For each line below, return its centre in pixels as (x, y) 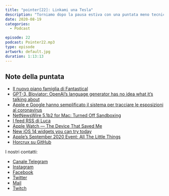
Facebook (23, 172)
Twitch (19, 188)
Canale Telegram (30, 162)
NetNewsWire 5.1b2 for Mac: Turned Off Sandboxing (67, 116)
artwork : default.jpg (28, 52)
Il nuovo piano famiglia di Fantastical (50, 89)
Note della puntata (35, 77)
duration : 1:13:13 (24, 56)
